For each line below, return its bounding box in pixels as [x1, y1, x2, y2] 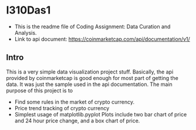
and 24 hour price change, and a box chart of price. [14, 117, 140, 124]
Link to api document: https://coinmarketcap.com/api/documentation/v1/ [14, 35, 191, 42]
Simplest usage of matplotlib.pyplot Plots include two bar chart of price [14, 111, 187, 118]
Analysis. [14, 29, 37, 36]
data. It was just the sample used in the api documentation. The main [6, 81, 173, 88]
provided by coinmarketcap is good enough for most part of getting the [6, 74, 179, 81]
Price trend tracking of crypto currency [14, 104, 110, 112]
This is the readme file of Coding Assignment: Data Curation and [14, 23, 171, 30]
